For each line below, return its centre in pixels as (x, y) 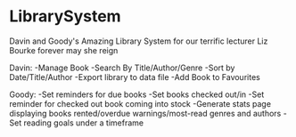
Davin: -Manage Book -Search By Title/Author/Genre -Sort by (122, 68)
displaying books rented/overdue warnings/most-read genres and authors (145, 113)
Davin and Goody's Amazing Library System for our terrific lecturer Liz (139, 41)
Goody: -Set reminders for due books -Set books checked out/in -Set (137, 94)
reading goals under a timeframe (84, 123)
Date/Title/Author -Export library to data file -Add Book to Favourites (135, 77)
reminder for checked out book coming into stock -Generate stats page (140, 103)
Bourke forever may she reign (64, 50)
